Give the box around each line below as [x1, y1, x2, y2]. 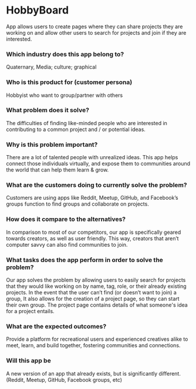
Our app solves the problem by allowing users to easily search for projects [6, 277, 186, 284]
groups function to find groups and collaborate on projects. [6, 200, 150, 207]
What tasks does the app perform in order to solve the [6, 256, 163, 264]
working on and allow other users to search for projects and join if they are [6, 29, 187, 36]
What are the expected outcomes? [6, 322, 107, 330]
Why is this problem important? [6, 140, 98, 149]
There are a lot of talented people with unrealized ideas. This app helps [6, 154, 178, 161]
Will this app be [6, 357, 51, 365]
